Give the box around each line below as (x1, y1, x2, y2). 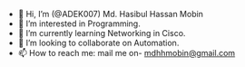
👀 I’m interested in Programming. (17, 18, 141, 29)
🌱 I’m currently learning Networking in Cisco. (17, 28, 186, 38)
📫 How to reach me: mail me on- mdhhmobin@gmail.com (17, 48, 236, 58)
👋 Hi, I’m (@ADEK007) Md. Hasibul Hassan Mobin (17, 9, 204, 19)
